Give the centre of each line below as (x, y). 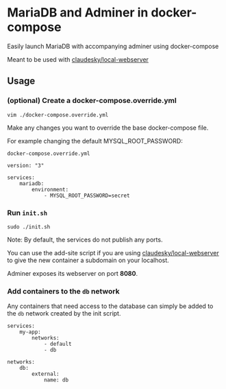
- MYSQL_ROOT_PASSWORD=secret (87, 196)
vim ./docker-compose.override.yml (58, 115)
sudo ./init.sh (29, 227)
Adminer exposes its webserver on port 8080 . (73, 273)
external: (46, 374)
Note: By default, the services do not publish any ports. (85, 239)
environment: (50, 189)
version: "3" (26, 165)
